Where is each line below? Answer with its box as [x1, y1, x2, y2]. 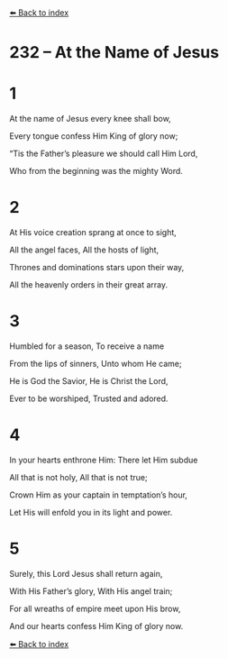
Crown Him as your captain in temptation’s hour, [9, 489, 187, 500]
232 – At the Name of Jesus [9, 42, 219, 63]
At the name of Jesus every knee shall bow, [9, 114, 171, 124]
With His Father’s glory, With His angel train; [9, 585, 173, 597]
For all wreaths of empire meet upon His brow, [9, 603, 181, 614]
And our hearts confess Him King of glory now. [9, 620, 184, 631]
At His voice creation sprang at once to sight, [9, 227, 178, 238]
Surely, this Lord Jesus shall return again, [9, 568, 163, 579]
